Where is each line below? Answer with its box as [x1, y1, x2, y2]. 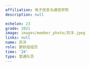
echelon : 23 [5, 21, 30, 26]
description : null [5, 12, 44, 17]
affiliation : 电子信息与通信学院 [5, 7, 69, 13]
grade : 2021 [5, 26, 30, 31]
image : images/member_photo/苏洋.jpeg [5, 31, 85, 36]
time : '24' [5, 49, 28, 54]
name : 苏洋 [5, 40, 27, 45]
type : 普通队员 [5, 54, 34, 59]
